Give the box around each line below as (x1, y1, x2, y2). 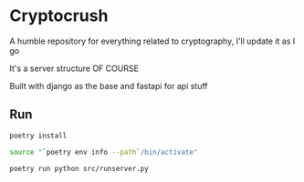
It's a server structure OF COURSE (9, 63, 140, 74)
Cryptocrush (9, 5, 109, 26)
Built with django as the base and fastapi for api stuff (9, 80, 208, 91)
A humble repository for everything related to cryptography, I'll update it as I (9, 35, 296, 46)
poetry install (9, 131, 68, 140)
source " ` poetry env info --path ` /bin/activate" (9, 147, 198, 157)
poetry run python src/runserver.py (9, 164, 149, 173)
